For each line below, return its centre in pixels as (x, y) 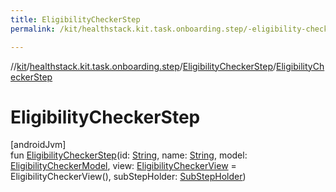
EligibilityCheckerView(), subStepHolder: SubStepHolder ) (128, 177)
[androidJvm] (38, 145)
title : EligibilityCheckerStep (75, 19)
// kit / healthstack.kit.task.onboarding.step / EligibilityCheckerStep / (143, 66)
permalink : (33, 29)
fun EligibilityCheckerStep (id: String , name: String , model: (129, 155)
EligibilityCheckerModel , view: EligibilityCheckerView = (123, 166)
